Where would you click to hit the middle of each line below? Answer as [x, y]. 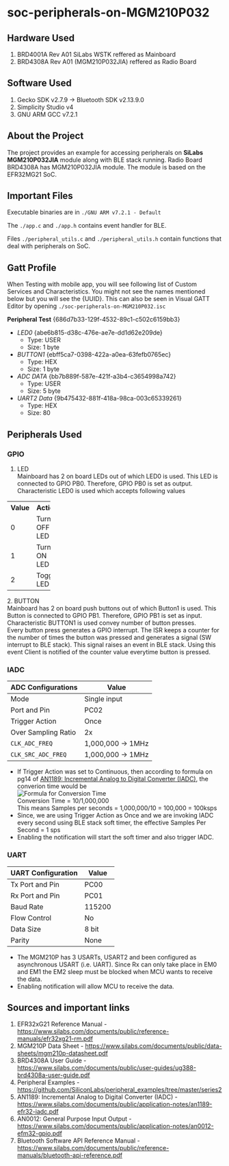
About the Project [45, 136]
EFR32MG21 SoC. [32, 174]
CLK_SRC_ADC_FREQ [39, 755]
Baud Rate [27, 907]
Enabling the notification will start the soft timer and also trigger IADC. [115, 837]
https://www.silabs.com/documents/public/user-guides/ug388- [107, 1068]
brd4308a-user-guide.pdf [53, 1075]
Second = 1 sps [39, 830]
